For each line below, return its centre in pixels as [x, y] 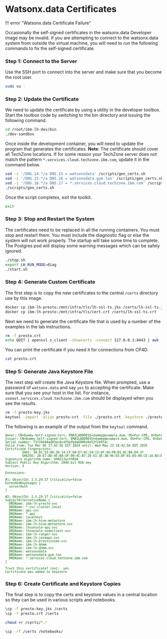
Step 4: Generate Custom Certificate [50, 282]
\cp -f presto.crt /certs [32, 614]
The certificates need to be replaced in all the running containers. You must [83, 230]
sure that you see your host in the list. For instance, [58, 393]
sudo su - [15, 86]
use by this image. [24, 298]
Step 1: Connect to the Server [41, 61]
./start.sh [16, 269]
